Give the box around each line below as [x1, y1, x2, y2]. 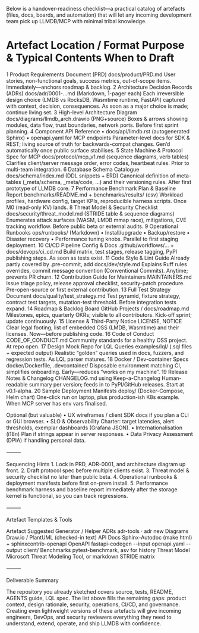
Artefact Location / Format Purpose [6, 39, 185, 52]
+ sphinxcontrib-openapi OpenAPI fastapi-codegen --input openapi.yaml [6, 540, 185, 547]
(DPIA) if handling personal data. [6, 436, 86, 444]
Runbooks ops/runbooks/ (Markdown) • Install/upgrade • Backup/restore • [6, 229, 190, 236]
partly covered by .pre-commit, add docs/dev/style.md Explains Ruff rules [6, 260, 187, 267]
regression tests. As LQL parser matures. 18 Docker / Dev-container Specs [6, 356, 189, 363]
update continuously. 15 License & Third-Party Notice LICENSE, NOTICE [6, 317, 182, 325]
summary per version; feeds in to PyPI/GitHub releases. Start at [29, 381, 184, 388]
